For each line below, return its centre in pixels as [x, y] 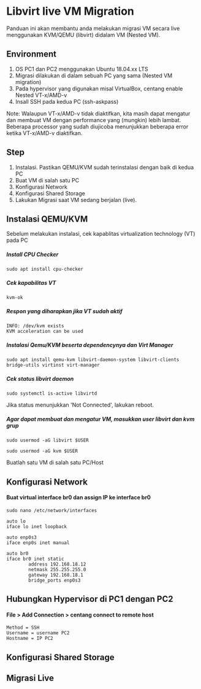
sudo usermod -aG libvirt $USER [47, 440]
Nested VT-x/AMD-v [41, 95]
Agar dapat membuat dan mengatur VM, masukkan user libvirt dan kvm [100, 419]
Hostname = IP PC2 [30, 639]
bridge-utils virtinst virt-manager [53, 365]
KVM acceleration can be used [45, 332]
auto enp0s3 [21, 537]
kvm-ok [15, 298]
